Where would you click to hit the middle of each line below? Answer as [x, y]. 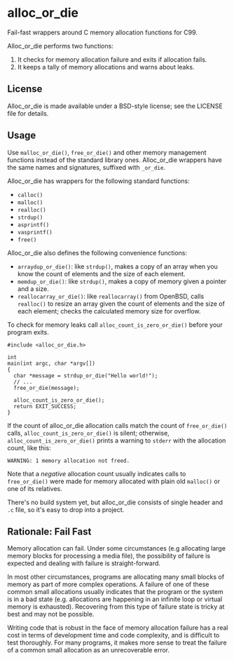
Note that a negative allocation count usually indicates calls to [97, 473]
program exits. [28, 332]
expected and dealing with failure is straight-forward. [84, 563]
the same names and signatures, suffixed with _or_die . [87, 167]
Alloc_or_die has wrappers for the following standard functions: [99, 181]
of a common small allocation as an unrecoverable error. [89, 650]
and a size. [33, 288]
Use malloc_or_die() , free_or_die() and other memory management [107, 152]
